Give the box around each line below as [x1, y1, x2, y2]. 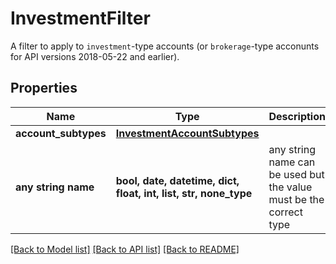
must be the [268, 192, 325, 206]
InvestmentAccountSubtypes [115, 126, 260, 140]
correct [268, 205, 303, 219]
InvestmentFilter [10, 7, 151, 30]
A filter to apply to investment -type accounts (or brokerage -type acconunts [10, 40, 320, 52]
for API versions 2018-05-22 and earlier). [10, 50, 180, 62]
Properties [10, 80, 78, 97]
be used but [268, 167, 325, 181]
